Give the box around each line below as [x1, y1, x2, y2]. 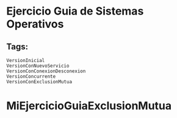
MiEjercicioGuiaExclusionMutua [6, 99, 172, 113]
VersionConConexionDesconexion [6, 68, 86, 74]
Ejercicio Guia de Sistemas [6, 4, 144, 18]
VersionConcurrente [6, 74, 56, 80]
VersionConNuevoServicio [6, 63, 70, 69]
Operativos [6, 17, 64, 31]
